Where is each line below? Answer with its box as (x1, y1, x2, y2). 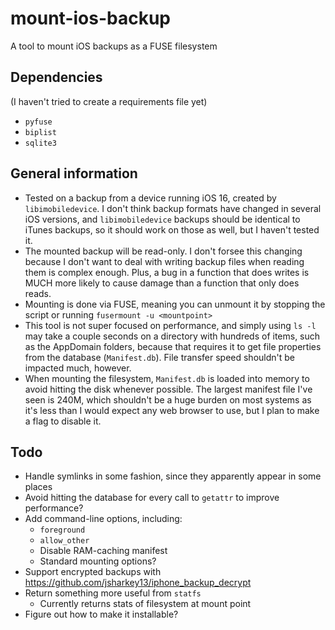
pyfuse (24, 117, 53, 127)
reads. (24, 287, 52, 299)
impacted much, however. (24, 362, 132, 374)
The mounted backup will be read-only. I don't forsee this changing (24, 245, 303, 257)
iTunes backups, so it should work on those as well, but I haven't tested (24, 223, 320, 236)
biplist (24, 127, 57, 137)
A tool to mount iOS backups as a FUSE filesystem (10, 40, 218, 52)
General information (10, 165, 138, 182)
